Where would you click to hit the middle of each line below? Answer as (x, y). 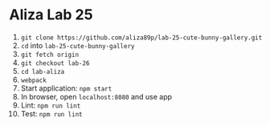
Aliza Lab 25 (51, 15)
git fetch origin (50, 55)
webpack (33, 80)
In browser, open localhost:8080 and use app (96, 96)
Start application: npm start (66, 88)
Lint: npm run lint (51, 105)
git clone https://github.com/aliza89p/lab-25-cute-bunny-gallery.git (141, 38)
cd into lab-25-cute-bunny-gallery (78, 45)
